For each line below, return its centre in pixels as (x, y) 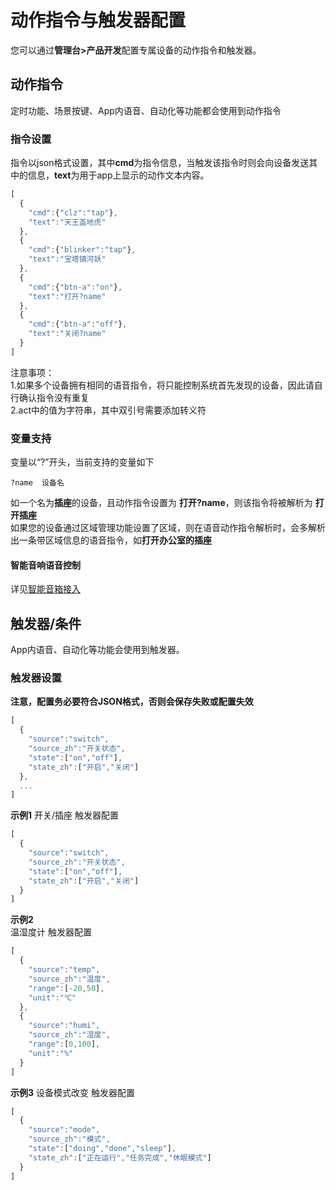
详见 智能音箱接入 (45, 589)
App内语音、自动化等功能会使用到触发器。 (97, 650)
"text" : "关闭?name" (67, 334)
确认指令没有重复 (54, 397)
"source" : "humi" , (64, 1026)
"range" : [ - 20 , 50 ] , (66, 988)
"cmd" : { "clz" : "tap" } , (73, 212)
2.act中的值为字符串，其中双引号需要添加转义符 (108, 410)
